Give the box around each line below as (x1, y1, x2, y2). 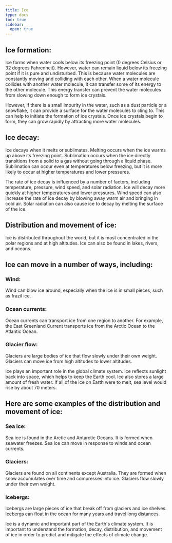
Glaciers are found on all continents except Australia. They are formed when (5, 470, 167, 476)
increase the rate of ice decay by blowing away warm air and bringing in (5, 195, 158, 201)
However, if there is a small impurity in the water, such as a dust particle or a (5, 102, 167, 108)
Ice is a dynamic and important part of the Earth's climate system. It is (5, 521, 154, 527)
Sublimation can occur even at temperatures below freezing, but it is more (5, 163, 162, 170)
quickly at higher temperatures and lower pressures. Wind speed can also (5, 190, 162, 196)
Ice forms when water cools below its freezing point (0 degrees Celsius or (5, 59, 162, 65)
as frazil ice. (5, 293, 31, 299)
